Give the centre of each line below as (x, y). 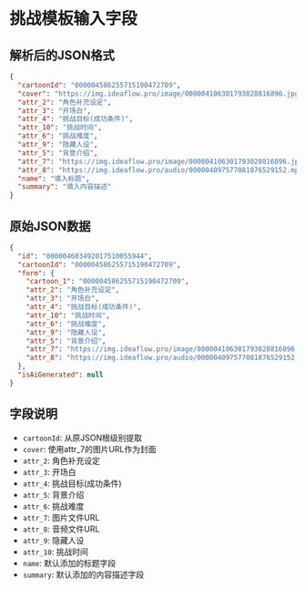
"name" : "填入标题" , (54, 179)
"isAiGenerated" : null (61, 375)
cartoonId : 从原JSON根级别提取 (82, 438)
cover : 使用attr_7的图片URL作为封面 (89, 449)
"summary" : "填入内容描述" (65, 187)
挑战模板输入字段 (74, 19)
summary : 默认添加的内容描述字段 (83, 574)
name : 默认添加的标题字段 (69, 563)
